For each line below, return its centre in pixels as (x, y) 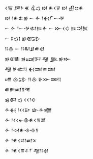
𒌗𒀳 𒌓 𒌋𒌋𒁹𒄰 (20, 100)
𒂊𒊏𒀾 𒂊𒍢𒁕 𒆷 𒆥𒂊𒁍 (38, 59)
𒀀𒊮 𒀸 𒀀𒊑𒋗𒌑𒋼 (25, 49)
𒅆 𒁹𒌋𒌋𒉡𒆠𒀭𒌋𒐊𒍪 (25, 120)
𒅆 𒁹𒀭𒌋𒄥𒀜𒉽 (21, 140)
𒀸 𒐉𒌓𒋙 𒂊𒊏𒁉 (23, 38)
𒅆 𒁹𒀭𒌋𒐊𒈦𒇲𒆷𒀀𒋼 (27, 151)
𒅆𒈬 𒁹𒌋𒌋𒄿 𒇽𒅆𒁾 (28, 110)
